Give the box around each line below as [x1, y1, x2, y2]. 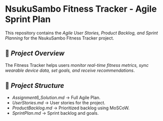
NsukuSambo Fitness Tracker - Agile [5, 3, 157, 15]
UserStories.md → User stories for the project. [12, 100, 106, 105]
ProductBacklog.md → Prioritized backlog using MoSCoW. [12, 105, 130, 111]
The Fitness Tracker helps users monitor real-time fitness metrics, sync [5, 62, 149, 68]
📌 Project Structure [5, 81, 64, 90]
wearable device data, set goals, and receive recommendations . [5, 67, 135, 73]
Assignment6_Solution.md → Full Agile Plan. [12, 94, 101, 101]
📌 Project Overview [5, 49, 65, 58]
